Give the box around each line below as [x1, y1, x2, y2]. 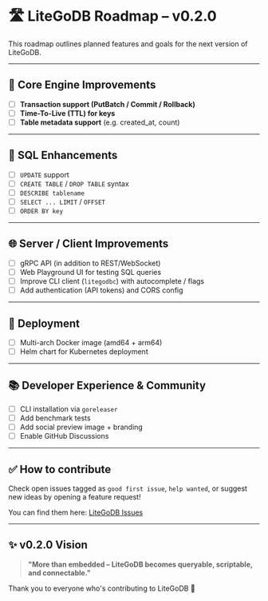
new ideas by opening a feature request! [8, 492, 141, 501]
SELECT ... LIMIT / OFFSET [19, 197, 106, 206]
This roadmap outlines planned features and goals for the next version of [8, 38, 249, 49]
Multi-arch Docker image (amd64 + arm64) [19, 337, 163, 347]
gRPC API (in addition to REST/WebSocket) [19, 258, 161, 268]
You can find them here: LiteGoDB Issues [8, 507, 144, 517]
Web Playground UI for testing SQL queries [19, 267, 162, 277]
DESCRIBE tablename [19, 189, 85, 197]
